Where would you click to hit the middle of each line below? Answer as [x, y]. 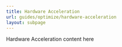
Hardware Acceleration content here [50, 39]
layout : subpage [26, 22]
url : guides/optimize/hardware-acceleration [61, 17]
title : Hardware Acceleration [43, 11]
